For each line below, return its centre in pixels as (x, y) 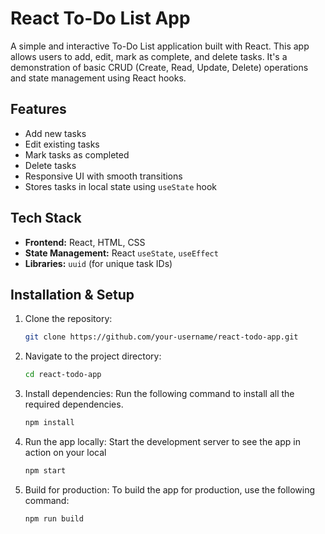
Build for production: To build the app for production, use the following (170, 489)
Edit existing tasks (62, 144)
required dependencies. (74, 404)
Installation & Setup (72, 294)
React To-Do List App (100, 18)
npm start (45, 471)
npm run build (54, 518)
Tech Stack (46, 218)
